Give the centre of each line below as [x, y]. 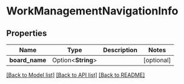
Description [120, 50]
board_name [28, 60]
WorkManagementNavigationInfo [92, 11]
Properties [27, 33]
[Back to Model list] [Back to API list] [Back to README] [76, 75]
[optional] [157, 60]
